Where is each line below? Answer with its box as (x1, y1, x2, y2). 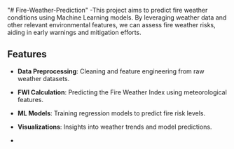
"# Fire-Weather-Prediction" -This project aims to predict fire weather (7, 6, 208, 14)
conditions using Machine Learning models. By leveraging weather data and (7, 13, 227, 22)
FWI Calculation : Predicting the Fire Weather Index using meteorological (17, 87, 228, 97)
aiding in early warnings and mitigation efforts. (7, 28, 142, 36)
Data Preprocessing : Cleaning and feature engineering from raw (17, 66, 205, 76)
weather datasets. (17, 74, 70, 83)
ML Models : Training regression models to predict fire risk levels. (17, 108, 205, 118)
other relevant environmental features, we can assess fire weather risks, (7, 21, 216, 29)
